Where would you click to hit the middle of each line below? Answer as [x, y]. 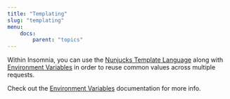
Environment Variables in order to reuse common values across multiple [111, 67]
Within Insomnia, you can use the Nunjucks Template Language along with [115, 60]
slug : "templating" [36, 20]
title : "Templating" [38, 14]
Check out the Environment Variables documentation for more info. [104, 88]
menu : [15, 27]
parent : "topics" [58, 40]
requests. [21, 75]
